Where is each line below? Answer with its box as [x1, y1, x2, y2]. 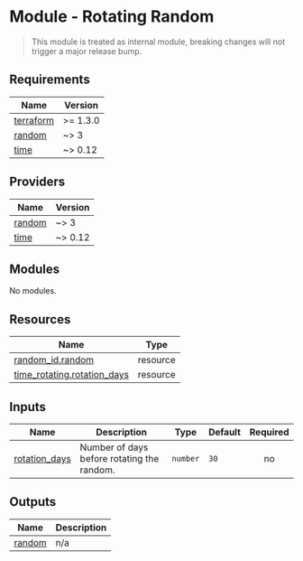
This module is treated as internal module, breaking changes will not [31, 36, 286, 47]
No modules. [9, 285, 57, 296]
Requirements [9, 72, 90, 88]
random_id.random [14, 354, 95, 367]
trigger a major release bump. [31, 45, 142, 56]
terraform [14, 114, 55, 126]
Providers [9, 174, 66, 190]
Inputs [9, 399, 47, 415]
